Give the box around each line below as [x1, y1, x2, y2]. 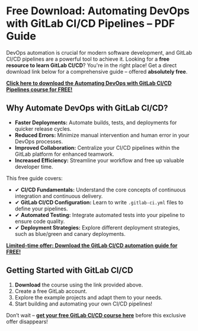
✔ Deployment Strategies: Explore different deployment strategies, [14, 224, 180, 231]
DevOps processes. [14, 138, 63, 145]
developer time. [14, 163, 53, 170]
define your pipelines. [14, 205, 68, 212]
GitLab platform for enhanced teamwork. [14, 150, 114, 157]
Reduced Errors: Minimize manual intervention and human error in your [14, 131, 190, 138]
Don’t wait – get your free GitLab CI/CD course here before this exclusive [6, 311, 186, 319]
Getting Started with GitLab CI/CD [6, 266, 133, 276]
